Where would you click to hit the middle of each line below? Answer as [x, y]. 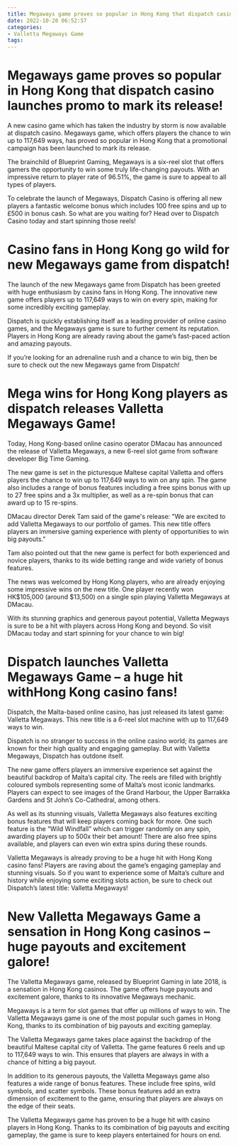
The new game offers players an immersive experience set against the [110, 769]
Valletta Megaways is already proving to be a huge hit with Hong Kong [110, 857]
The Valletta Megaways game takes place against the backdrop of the [109, 1039]
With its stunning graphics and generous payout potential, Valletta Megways [118, 618]
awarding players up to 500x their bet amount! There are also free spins [112, 836]
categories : [25, 27]
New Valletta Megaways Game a [104, 917]
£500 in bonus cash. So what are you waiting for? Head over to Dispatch [113, 213]
